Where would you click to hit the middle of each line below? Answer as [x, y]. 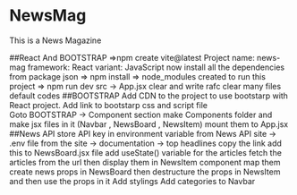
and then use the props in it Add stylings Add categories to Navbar [132, 181]
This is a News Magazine [55, 40]
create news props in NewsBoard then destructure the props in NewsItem [145, 172]
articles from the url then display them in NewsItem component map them [145, 162]
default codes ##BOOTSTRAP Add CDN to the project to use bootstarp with [149, 96]
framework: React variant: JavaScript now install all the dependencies [156, 67]
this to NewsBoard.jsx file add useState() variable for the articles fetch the [145, 152]
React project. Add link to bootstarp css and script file [109, 105]
